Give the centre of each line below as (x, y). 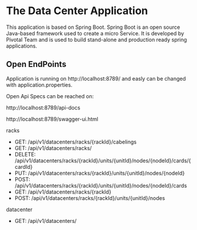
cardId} (24, 166)
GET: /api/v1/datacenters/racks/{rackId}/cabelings (76, 142)
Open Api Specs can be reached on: (50, 96)
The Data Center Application (77, 11)
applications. (21, 46)
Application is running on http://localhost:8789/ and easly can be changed (96, 78)
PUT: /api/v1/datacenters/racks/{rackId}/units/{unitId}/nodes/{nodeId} (100, 173)
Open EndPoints (36, 64)
